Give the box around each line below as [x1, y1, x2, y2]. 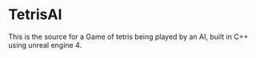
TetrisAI [8, 6, 62, 24]
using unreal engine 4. [8, 40, 82, 49]
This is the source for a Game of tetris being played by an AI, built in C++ [8, 32, 249, 41]
